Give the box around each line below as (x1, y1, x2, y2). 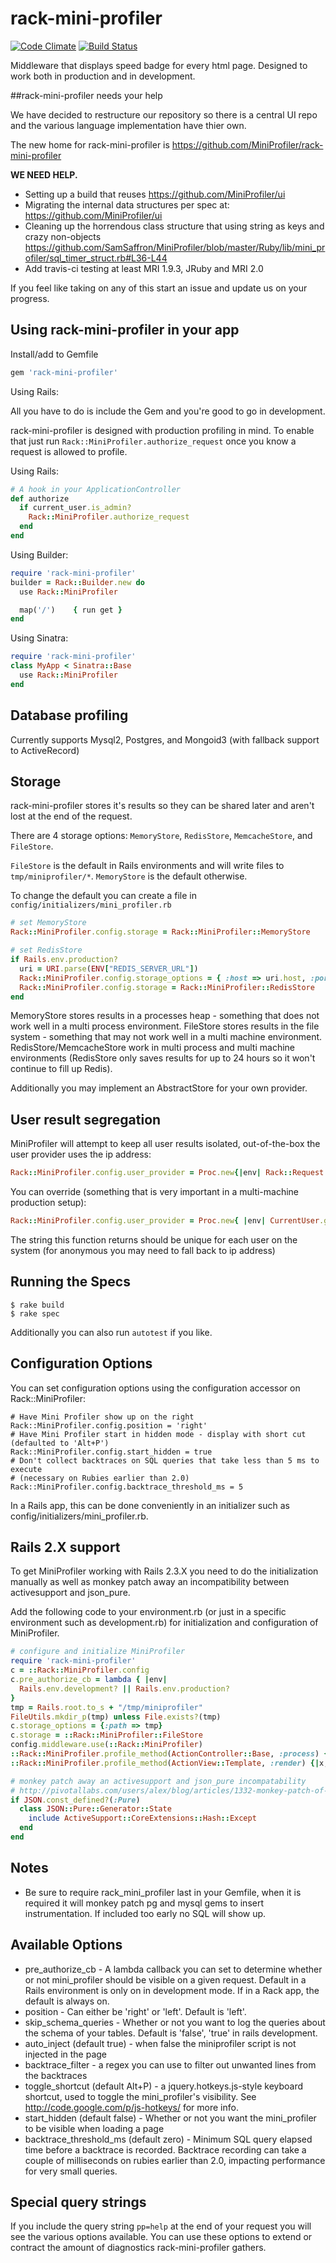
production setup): (10, 1197, 87, 1209)
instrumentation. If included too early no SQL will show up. (24, 1907, 267, 1919)
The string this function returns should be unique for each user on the (10, 1233, 298, 1246)
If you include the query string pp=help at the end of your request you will (10, 2220, 312, 2232)
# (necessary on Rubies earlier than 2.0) (10, 1473, 190, 1483)
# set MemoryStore (10, 918, 87, 928)
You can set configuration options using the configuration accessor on (10, 1382, 301, 1394)
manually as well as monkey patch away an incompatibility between (10, 1576, 290, 1588)
